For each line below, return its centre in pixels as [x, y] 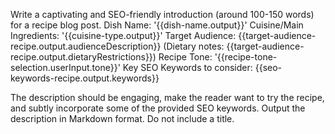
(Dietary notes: [194, 46]
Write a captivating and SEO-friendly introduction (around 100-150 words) [162, 14]
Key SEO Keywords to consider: [187, 67]
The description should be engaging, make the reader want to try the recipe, [167, 97]
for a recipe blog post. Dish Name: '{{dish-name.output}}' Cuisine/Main [157, 25]
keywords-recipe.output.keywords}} [85, 78]
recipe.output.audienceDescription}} [86, 46]
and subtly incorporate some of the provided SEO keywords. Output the [158, 108]
